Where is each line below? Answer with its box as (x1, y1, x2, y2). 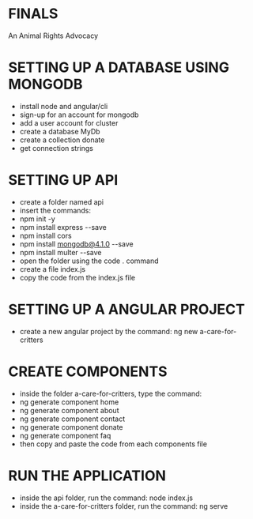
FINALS (8, 5, 59, 23)
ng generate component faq (19, 431, 111, 440)
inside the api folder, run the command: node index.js (19, 493, 194, 502)
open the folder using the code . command (19, 256, 160, 265)
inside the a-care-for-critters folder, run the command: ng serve (19, 501, 228, 510)
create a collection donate (19, 135, 105, 145)
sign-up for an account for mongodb (19, 110, 139, 119)
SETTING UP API (8, 171, 119, 190)
